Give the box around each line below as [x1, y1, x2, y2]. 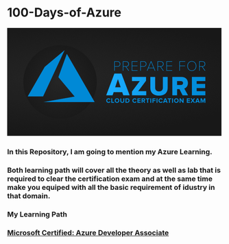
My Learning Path [7, 209, 67, 219]
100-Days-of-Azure [7, 5, 122, 21]
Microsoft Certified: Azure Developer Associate [7, 228, 169, 237]
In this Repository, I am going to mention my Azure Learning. [7, 147, 213, 156]
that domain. [7, 191, 51, 200]
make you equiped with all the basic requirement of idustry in [7, 182, 215, 192]
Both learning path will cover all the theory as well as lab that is [7, 165, 221, 175]
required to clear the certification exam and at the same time [7, 173, 213, 183]
